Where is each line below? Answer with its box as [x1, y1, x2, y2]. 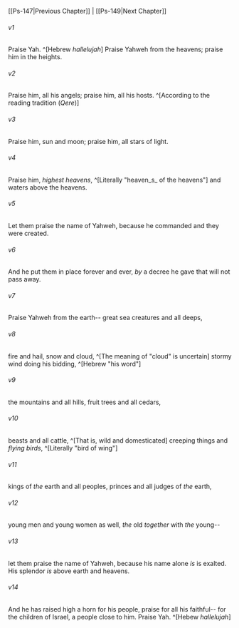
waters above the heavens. [8, 182, 87, 192]
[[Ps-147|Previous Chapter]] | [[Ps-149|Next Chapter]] [8, 7, 166, 15]
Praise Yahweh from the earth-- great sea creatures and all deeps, [8, 314, 203, 322]
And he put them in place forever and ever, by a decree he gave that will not [8, 267, 230, 276]
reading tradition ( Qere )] [8, 98, 80, 107]
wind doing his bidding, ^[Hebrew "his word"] [8, 359, 142, 368]
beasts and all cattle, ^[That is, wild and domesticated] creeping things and [8, 436, 228, 445]
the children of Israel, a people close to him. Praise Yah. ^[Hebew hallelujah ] [8, 612, 231, 621]
